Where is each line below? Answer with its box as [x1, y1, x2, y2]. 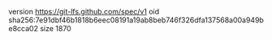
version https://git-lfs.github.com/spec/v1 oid [8, 7, 160, 16]
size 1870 [40, 24, 71, 33]
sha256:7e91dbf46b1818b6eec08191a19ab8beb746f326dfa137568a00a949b [8, 15, 264, 25]
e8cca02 [8, 24, 39, 33]
